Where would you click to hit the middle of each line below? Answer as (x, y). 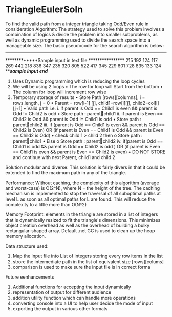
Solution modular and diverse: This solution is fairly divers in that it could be (85, 167)
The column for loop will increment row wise (59, 92)
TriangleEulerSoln (44, 9)
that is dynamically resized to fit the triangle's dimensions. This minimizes (83, 220)
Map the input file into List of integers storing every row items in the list (88, 256)
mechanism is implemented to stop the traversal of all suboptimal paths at (83, 193)
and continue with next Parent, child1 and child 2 (64, 157)
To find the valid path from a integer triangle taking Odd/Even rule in (77, 24)
